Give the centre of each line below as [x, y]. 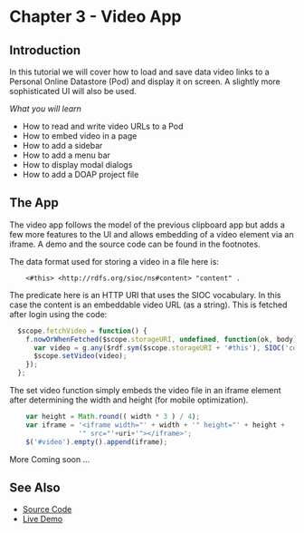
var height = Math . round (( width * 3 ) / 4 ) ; [113, 417]
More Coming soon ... [50, 459]
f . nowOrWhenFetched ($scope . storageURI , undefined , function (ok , [149, 339]
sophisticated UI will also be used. [73, 91]
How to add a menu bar [66, 155]
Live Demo [43, 519]
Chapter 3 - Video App [96, 17]
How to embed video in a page [80, 136]
